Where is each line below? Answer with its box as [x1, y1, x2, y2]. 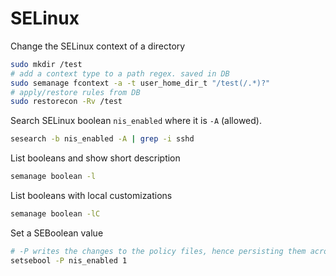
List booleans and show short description [10, 152, 181, 164]
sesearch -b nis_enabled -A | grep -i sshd [10, 134, 195, 144]
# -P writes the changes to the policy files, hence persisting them [10, 246, 307, 256]
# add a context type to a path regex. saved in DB [10, 68, 230, 79]
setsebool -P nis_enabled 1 [10, 255, 128, 266]
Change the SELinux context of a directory [10, 40, 186, 52]
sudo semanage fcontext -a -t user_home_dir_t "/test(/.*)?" [10, 78, 271, 88]
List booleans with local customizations [10, 190, 173, 202]
